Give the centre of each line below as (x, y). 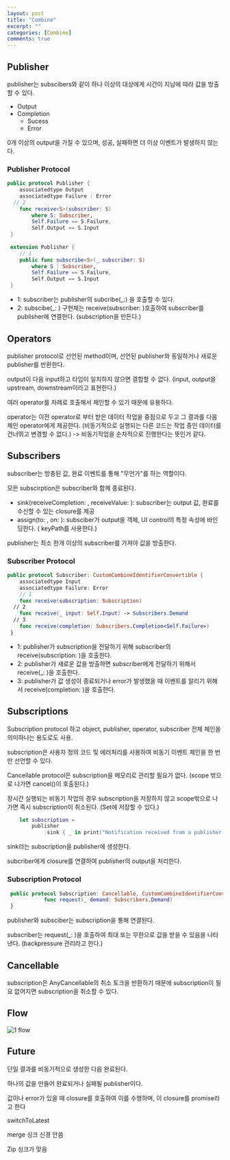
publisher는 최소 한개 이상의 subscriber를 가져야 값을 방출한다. (92, 543)
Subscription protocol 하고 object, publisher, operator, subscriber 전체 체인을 (114, 729)
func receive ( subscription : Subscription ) (81, 601)
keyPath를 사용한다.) (69, 528)
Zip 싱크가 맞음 (27, 1149)
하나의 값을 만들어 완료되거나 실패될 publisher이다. (75, 1083)
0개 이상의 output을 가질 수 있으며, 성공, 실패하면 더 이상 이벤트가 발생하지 (106, 142)
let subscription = (47, 820)
